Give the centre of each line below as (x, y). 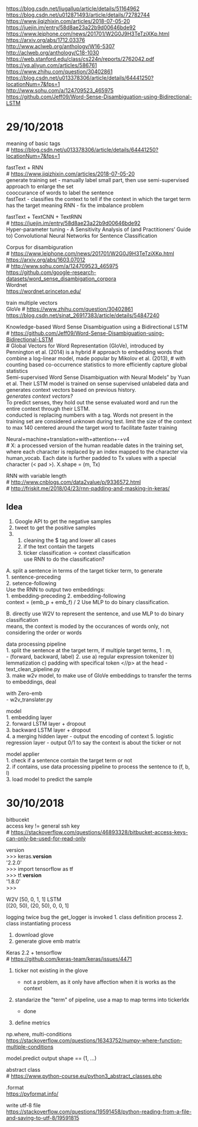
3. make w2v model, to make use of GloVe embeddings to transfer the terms (99, 675)
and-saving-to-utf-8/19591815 (43, 1118)
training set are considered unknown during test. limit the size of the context (99, 421)
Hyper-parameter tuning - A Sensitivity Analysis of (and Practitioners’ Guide (98, 229)
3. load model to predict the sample (49, 779)
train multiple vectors (32, 302)
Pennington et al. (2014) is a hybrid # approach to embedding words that (95, 352)
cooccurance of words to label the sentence (60, 193)
